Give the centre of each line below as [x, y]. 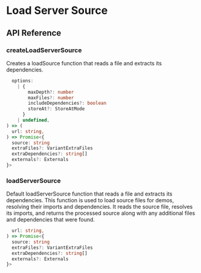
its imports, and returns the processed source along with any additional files [101, 213]
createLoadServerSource [44, 50]
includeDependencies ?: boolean [67, 104]
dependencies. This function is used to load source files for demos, [90, 200]
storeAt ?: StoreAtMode [56, 109]
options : [23, 81]
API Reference [34, 33]
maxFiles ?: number [51, 97]
